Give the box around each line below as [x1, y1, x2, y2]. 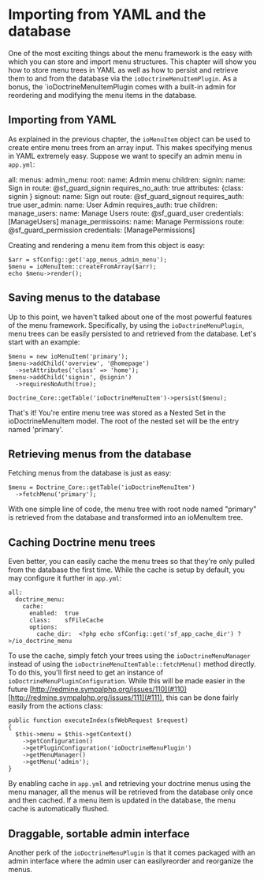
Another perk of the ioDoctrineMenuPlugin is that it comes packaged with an [8, 848, 256, 857]
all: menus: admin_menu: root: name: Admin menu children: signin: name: [8, 175, 246, 184]
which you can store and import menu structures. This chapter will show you [8, 57, 257, 66]
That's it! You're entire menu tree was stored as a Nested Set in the [8, 408, 226, 417]
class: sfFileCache [28, 616, 104, 625]
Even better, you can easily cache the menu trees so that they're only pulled [8, 557, 255, 566]
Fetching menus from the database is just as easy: [8, 468, 172, 478]
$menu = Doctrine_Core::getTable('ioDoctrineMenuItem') [8, 483, 195, 491]
